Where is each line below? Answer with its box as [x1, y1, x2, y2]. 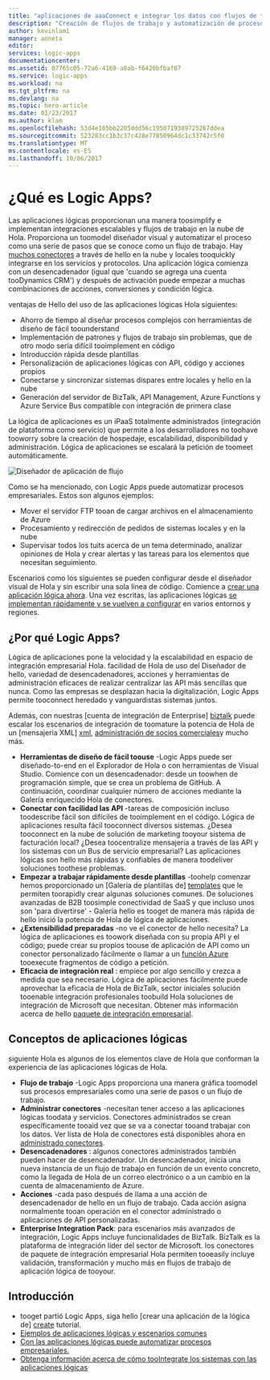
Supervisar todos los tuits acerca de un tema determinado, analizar [19, 541, 243, 551]
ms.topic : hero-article [8, 102, 88, 110]
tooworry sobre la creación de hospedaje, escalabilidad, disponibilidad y [8, 434, 248, 443]
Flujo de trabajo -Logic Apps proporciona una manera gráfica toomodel [19, 1078, 258, 1087]
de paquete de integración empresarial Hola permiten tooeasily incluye [19, 1249, 255, 1258]
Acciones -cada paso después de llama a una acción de [19, 1189, 207, 1199]
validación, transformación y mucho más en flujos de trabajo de [19, 1257, 231, 1267]
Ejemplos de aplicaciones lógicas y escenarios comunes [19, 1328, 207, 1338]
